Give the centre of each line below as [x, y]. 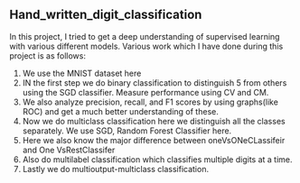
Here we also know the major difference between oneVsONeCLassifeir [154, 140]
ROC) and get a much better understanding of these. [120, 111]
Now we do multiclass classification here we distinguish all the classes [154, 121]
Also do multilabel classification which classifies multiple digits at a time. [157, 159]
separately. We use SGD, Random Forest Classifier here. [127, 131]
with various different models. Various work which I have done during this [146, 46]
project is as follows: [47, 55]
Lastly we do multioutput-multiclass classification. [116, 169]
